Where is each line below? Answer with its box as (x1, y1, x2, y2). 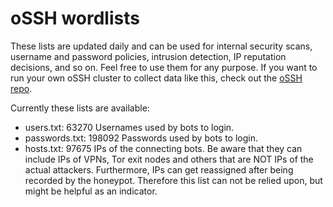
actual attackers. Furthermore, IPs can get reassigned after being (24, 163, 294, 176)
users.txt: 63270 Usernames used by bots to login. (24, 121, 235, 133)
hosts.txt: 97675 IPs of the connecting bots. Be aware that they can (24, 142, 303, 154)
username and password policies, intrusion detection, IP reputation (10, 50, 287, 62)
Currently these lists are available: (10, 102, 150, 114)
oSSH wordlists (10, 7, 140, 30)
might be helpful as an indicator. (24, 185, 158, 197)
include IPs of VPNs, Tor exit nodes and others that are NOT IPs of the (24, 153, 314, 165)
